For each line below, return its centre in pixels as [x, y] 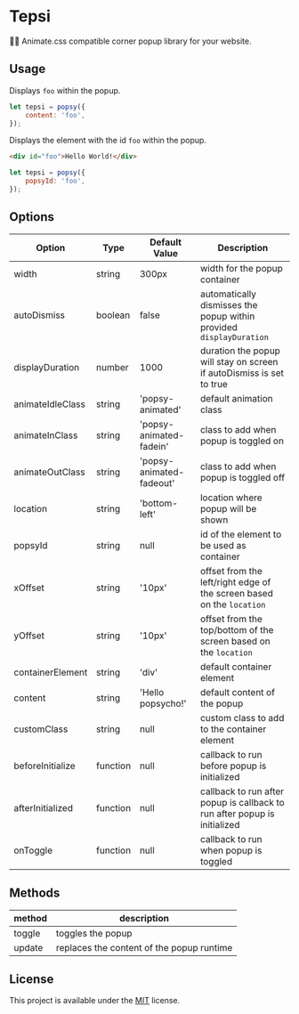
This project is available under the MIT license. [95, 1001]
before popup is [233, 766]
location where [231, 498]
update [28, 947]
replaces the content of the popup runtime [144, 947]
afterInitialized [44, 807]
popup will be [228, 508]
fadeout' [157, 483]
